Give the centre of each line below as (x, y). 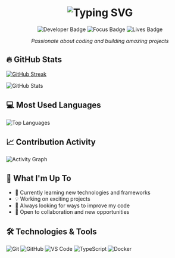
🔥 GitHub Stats (34, 60)
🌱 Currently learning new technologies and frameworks (82, 193)
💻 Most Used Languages (54, 105)
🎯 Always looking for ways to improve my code (72, 205)
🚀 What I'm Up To (39, 178)
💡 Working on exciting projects (52, 199)
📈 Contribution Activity (51, 142)
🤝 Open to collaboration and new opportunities (72, 212)
